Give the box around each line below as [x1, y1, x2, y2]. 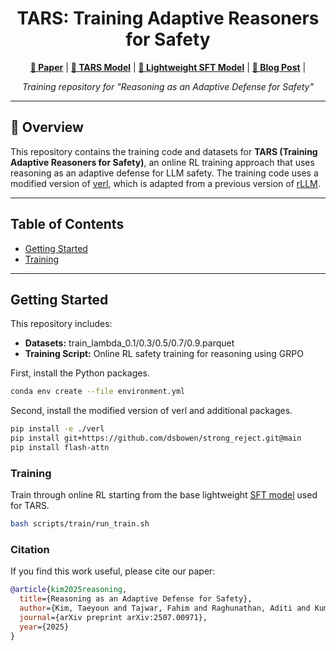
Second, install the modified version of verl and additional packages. [10, 405, 293, 417]
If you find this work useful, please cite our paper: [10, 565, 216, 577]
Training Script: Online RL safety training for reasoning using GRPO [24, 348, 304, 360]
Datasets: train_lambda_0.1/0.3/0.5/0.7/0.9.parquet [24, 337, 235, 349]
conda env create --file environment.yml [10, 387, 186, 397]
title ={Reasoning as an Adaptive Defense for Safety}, [19, 594, 253, 604]
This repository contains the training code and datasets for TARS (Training [10, 145, 318, 157]
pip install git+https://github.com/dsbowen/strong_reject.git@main [10, 433, 302, 444]
